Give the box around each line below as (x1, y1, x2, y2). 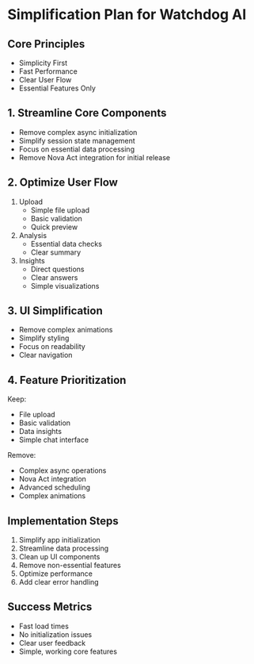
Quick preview (30, 222, 78, 232)
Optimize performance (18, 569, 93, 578)
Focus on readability (18, 342, 86, 351)
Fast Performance (18, 67, 78, 76)
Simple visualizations (30, 281, 100, 290)
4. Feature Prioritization (7, 373, 127, 386)
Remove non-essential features (18, 561, 122, 570)
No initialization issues (18, 629, 93, 639)
